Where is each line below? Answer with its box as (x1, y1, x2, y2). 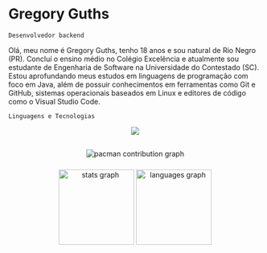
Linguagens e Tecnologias (8, 112, 95, 120)
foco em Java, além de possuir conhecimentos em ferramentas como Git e (8, 80, 256, 89)
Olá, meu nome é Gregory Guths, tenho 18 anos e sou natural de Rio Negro (8, 45, 256, 55)
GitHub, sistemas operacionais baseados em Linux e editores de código (8, 88, 247, 97)
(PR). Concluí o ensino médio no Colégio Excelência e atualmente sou (8, 54, 240, 63)
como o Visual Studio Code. (8, 96, 101, 106)
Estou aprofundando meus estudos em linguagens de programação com (8, 71, 249, 80)
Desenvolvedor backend (8, 31, 84, 39)
